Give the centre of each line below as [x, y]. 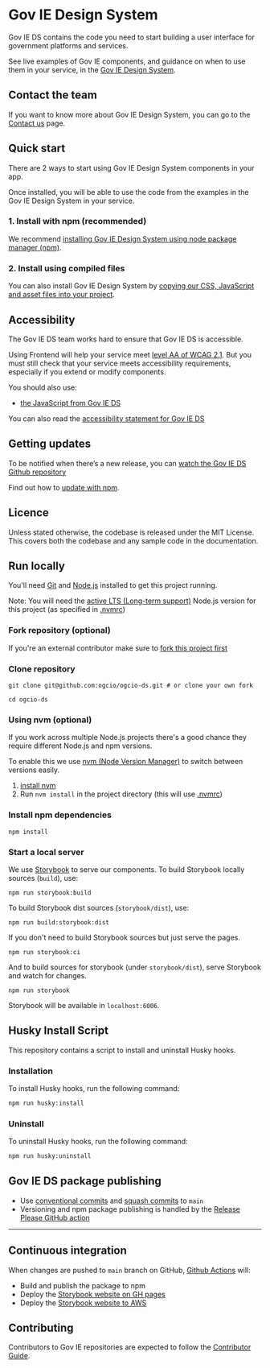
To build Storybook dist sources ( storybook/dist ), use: [99, 907]
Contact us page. [37, 123]
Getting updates [49, 444]
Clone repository [42, 668]
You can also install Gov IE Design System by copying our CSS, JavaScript [131, 286]
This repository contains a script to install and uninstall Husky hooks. [122, 1050]
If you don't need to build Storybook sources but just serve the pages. [125, 937]
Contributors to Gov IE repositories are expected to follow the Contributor [130, 1347]
